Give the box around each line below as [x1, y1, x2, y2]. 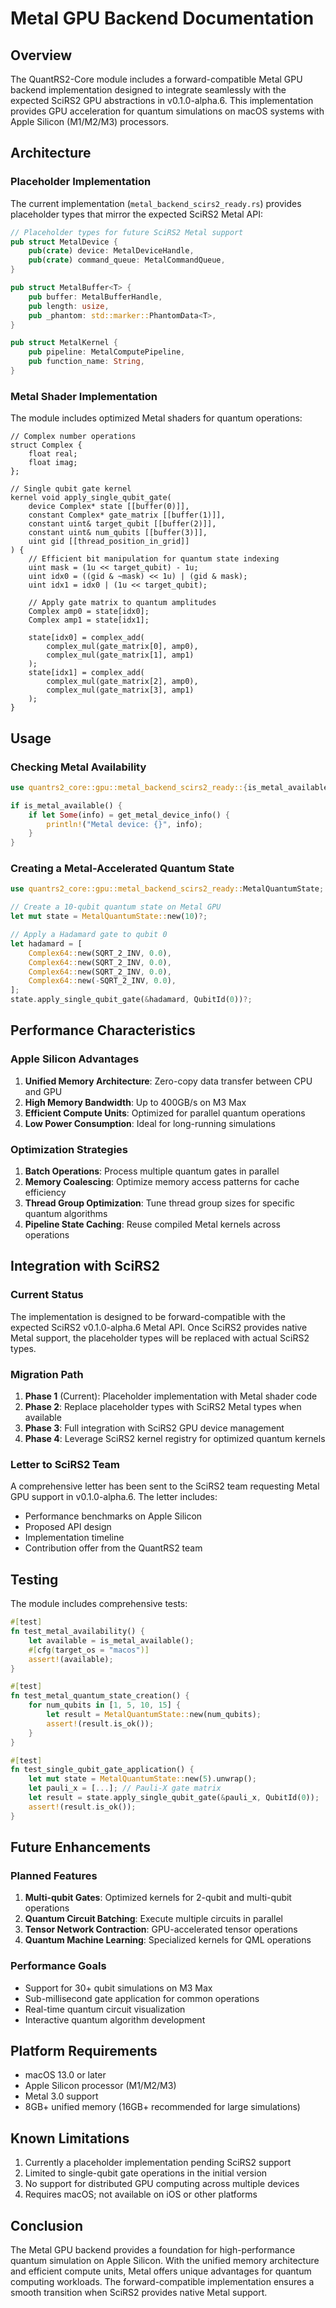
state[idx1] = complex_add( [28, 668, 145, 678]
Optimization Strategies [10, 1142, 128, 1156]
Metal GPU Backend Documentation [10, 7, 315, 30]
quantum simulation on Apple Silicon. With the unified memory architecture [10, 2255, 320, 2267]
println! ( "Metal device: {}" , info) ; [46, 819, 203, 829]
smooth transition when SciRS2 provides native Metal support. [10, 2287, 268, 2299]
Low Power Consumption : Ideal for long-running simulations [24, 1117, 276, 1129]
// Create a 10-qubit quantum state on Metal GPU [10, 902, 222, 912]
